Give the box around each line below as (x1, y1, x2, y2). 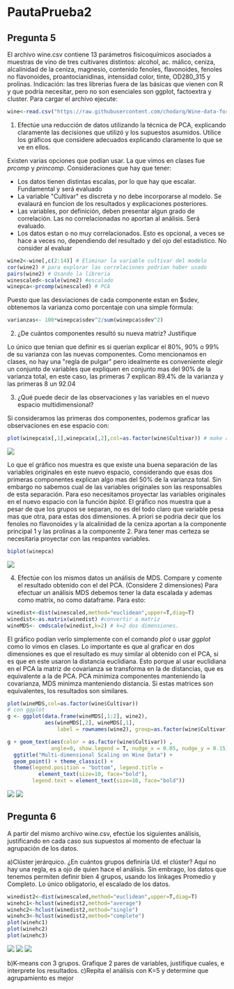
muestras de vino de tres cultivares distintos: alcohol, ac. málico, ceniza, (7, 58, 216, 66)
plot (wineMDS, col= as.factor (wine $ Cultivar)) (7, 700, 139, 707)
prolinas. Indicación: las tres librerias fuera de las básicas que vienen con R (7, 80, 224, 88)
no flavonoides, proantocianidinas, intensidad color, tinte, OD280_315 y (7, 72, 211, 81)
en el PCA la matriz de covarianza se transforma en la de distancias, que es (7, 664, 224, 672)
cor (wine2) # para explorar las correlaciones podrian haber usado (7, 264, 208, 271)
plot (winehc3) (7, 932, 49, 940)
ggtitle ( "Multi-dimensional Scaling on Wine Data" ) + (13, 751, 173, 759)
